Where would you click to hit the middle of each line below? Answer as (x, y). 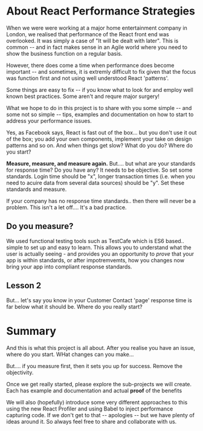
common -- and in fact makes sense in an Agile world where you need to (97, 47)
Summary (31, 331)
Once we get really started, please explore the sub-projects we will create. (99, 384)
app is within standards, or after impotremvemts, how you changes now (95, 260)
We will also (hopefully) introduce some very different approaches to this (97, 402)
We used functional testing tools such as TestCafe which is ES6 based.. (95, 241)
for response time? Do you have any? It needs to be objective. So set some (99, 170)
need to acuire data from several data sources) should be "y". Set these (95, 183)
